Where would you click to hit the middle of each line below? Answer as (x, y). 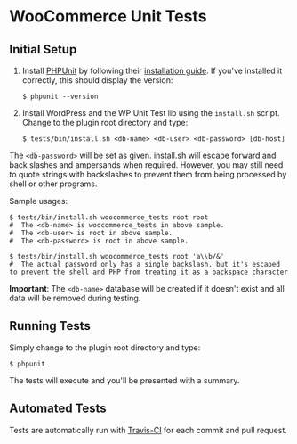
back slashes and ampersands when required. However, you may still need (146, 165)
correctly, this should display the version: (97, 80)
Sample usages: (39, 201)
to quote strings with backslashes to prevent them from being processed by (148, 174)
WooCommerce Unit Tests (108, 16)
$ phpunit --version (60, 96)
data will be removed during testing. (75, 298)
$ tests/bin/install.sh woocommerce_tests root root (109, 218)
